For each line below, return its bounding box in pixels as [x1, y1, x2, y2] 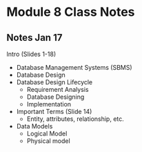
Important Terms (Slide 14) [16, 108, 92, 115]
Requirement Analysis [26, 86, 89, 93]
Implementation [26, 100, 72, 108]
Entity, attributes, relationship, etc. [26, 115, 125, 123]
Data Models [16, 122, 53, 130]
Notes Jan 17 [6, 32, 63, 44]
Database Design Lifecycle [16, 78, 93, 86]
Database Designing [26, 93, 85, 101]
